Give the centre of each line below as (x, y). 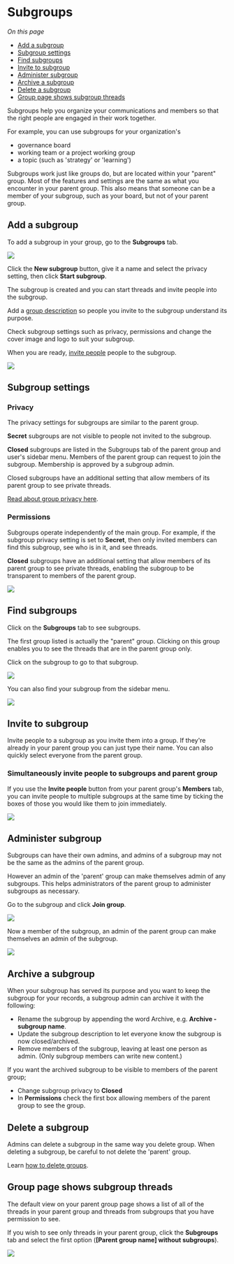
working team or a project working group (76, 152)
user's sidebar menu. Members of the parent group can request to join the (114, 457)
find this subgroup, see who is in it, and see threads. (83, 547)
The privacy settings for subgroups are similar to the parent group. (103, 423)
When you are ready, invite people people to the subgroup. (92, 352)
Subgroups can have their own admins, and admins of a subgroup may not (115, 855)
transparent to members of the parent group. (72, 575)
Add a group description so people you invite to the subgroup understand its (117, 310)
